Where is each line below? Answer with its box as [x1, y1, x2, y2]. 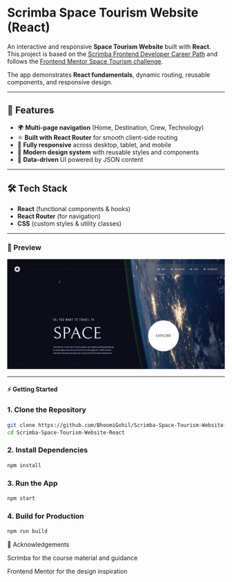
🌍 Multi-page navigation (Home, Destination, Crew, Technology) [17, 123, 204, 131]
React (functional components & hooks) [17, 204, 131, 212]
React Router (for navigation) [17, 212, 101, 220]
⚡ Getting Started [7, 385, 58, 394]
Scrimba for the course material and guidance [7, 554, 138, 562]
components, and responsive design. [7, 78, 113, 86]
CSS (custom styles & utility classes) [17, 219, 122, 228]
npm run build [7, 528, 48, 535]
